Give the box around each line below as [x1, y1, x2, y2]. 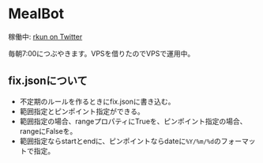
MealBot [8, 5, 65, 23]
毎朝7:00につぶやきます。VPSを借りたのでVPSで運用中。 [8, 48, 195, 58]
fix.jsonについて [8, 74, 88, 88]
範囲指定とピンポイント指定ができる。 [19, 106, 145, 116]
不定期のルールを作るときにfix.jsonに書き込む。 [19, 97, 175, 106]
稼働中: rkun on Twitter [8, 32, 83, 41]
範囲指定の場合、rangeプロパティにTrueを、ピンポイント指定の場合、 [19, 116, 247, 126]
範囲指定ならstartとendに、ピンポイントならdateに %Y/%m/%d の [19, 136, 221, 146]
